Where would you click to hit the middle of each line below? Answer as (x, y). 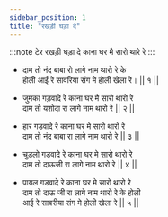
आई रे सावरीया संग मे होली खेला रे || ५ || (80, 203)
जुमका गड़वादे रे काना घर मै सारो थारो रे (78, 98)
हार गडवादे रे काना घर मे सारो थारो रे (74, 126)
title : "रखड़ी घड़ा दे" (45, 26)
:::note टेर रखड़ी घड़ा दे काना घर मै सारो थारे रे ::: (82, 51)
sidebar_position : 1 (48, 18)
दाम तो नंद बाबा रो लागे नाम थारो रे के (74, 69)
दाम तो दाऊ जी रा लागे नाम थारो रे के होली (81, 192)
